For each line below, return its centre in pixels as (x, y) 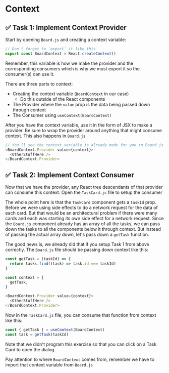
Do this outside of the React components (63, 99)
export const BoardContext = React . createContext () (61, 54)
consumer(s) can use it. (30, 74)
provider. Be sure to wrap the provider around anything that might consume (84, 130)
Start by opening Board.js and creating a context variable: (66, 39)
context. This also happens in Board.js (45, 136)
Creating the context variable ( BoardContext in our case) (71, 94)
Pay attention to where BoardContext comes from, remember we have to (80, 359)
